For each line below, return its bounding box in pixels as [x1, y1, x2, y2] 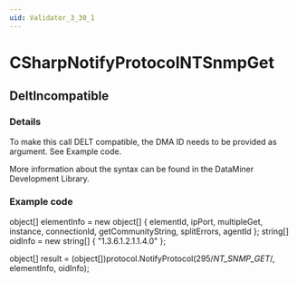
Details [9, 115, 42, 128]
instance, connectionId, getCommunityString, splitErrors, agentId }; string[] [9, 226, 290, 237]
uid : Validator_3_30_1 [9, 13, 95, 23]
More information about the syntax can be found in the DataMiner [9, 163, 254, 174]
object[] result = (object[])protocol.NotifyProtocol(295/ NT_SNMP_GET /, [9, 253, 275, 264]
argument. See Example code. [9, 146, 122, 157]
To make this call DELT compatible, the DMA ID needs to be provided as [9, 136, 278, 147]
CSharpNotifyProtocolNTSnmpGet [9, 52, 274, 73]
